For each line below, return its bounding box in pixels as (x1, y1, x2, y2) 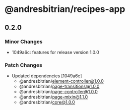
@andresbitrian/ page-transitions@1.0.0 (19, 83, 100, 90)
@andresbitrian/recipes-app (4, 3, 126, 15)
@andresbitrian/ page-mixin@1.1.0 (19, 94, 88, 100)
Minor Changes (4, 38, 43, 45)
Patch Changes (4, 61, 43, 68)
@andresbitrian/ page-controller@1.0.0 (19, 89, 98, 95)
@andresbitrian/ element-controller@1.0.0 (19, 78, 104, 84)
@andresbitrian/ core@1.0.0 (19, 99, 75, 105)
